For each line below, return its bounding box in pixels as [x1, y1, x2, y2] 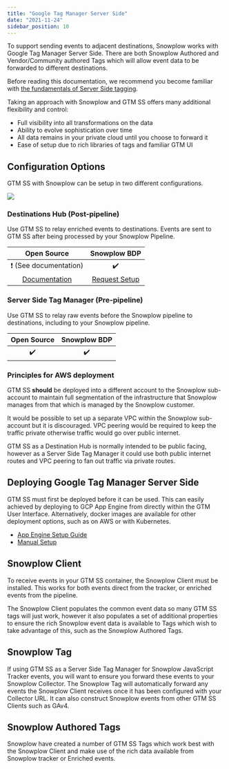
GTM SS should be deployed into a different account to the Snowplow [7, 386, 206, 395]
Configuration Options [7, 160, 106, 173]
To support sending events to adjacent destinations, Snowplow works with [7, 42, 219, 50]
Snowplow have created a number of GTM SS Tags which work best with [7, 740, 215, 748]
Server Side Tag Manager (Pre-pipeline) [7, 295, 143, 305]
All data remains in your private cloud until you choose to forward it [17, 133, 208, 142]
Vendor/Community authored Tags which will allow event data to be [7, 57, 199, 65]
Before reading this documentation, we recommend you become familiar [7, 77, 213, 86]
